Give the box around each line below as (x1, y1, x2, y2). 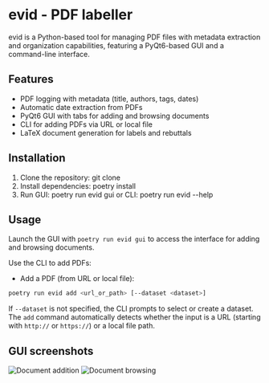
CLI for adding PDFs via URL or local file (19, 119, 153, 129)
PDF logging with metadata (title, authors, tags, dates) (19, 94, 199, 104)
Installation (8, 151, 66, 165)
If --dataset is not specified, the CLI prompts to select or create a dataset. (8, 304, 255, 314)
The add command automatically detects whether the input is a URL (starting (8, 312, 261, 322)
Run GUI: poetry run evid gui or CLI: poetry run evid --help (19, 189, 214, 199)
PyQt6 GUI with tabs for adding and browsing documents (19, 111, 210, 120)
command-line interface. (8, 49, 90, 59)
